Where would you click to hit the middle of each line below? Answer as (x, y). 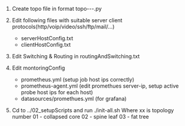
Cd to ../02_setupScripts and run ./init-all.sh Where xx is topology (93, 110)
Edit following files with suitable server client (67, 20)
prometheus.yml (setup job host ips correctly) (77, 79)
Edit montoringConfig (38, 68)
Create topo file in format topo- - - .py (57, 9)
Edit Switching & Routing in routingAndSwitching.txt (76, 56)
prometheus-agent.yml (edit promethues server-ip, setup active (100, 86)
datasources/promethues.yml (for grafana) (74, 99)
